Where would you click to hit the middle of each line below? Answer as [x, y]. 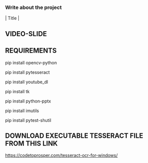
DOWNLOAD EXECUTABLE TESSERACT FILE [74, 136]
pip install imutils [22, 110]
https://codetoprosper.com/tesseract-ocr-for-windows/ [61, 156]
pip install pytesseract [28, 72]
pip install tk [18, 91]
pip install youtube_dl [27, 82]
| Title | [12, 18]
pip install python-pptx [28, 101]
